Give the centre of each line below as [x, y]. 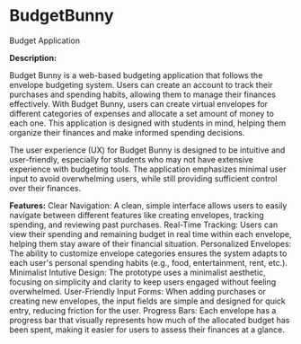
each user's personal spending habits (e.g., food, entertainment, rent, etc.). [148, 262]
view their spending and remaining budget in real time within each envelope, [150, 234]
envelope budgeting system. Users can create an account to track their [141, 84]
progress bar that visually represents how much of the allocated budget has [150, 320]
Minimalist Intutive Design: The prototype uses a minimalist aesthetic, [138, 272]
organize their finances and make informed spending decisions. [127, 132]
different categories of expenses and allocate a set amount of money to [142, 113]
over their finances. [45, 188]
